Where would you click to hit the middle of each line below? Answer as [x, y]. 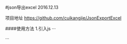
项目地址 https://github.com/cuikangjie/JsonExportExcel [63, 18]
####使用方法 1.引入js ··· [30, 28]
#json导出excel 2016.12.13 [32, 7]
